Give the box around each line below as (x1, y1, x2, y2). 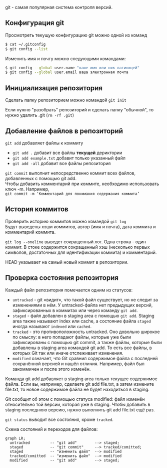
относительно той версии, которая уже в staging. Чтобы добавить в (5, 401, 150, 407)
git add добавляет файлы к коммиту (5, 140, 83, 146)
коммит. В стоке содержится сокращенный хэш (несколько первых (5, 244, 150, 250)
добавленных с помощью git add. (5, 175, 76, 181)
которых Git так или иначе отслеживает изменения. (12, 350, 123, 356)
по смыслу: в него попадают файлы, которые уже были (12, 334, 131, 340)
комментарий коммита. (5, 229, 56, 235)
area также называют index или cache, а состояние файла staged (12, 318, 151, 324)
